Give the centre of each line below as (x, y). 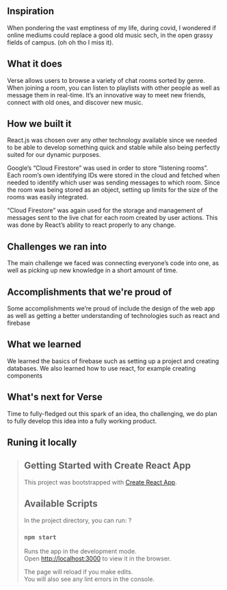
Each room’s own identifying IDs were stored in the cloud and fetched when (113, 175)
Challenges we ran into (57, 246)
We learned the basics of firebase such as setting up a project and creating (113, 361)
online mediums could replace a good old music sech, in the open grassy (110, 35)
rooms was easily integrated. (48, 197)
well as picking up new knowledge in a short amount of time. (92, 271)
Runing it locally (42, 442)
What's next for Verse (55, 397)
